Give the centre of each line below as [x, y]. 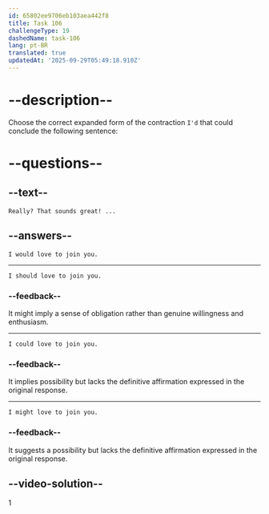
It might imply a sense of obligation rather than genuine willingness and [126, 313]
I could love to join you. [53, 344]
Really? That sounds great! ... [62, 211]
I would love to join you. [53, 254]
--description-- [61, 100]
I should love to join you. [55, 276]
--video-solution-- [56, 483]
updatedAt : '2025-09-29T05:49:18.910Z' [75, 61]
